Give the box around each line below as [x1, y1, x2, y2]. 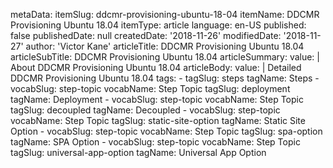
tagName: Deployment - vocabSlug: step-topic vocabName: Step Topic [10, 94, 304, 105]
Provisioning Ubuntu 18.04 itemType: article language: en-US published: [10, 19, 307, 31]
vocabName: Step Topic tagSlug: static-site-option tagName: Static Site [10, 115, 306, 126]
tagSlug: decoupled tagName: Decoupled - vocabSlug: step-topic [10, 104, 281, 116]
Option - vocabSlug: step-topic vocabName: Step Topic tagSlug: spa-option [10, 125, 323, 137]
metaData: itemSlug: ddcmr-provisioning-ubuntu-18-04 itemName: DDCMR [10, 9, 320, 20]
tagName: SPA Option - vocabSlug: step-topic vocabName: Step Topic [10, 136, 301, 148]
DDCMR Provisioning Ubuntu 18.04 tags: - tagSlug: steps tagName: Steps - [10, 72, 320, 84]
